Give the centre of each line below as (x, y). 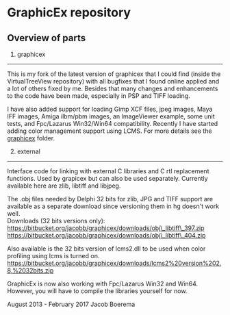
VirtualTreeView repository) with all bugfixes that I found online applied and (113, 81)
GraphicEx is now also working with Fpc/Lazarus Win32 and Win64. (103, 283)
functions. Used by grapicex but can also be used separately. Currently (107, 178)
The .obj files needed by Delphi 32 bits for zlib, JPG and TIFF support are (110, 199)
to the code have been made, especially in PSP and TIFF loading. (99, 96)
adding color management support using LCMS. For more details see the (110, 131)
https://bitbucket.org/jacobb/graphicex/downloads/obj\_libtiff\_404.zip (106, 235)
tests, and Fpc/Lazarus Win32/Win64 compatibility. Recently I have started (113, 124)
